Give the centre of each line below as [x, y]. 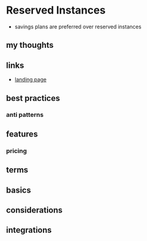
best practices [33, 98]
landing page [31, 80]
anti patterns [25, 115]
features [22, 134]
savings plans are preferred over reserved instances [78, 27]
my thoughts [30, 45]
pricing [17, 151]
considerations [34, 210]
